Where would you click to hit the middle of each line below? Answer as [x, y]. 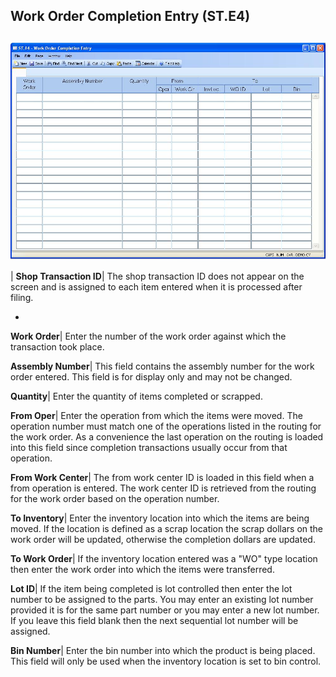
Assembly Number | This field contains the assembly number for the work [162, 366]
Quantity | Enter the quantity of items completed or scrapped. [136, 396]
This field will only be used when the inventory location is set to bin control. [166, 661]
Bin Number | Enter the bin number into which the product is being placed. [163, 651]
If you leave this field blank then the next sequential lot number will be [154, 621]
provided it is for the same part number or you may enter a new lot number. [165, 610]
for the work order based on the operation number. [115, 499]
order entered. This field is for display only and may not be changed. [151, 377]
